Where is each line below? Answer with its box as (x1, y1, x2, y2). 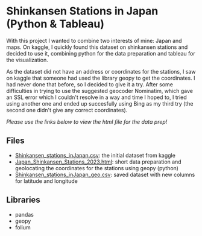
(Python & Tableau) (6, 17, 104, 31)
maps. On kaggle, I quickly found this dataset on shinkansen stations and (6, 43, 188, 51)
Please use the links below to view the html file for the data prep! (6, 118, 168, 125)
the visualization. (6, 56, 48, 63)
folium (14, 223, 31, 231)
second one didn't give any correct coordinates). (6, 106, 128, 113)
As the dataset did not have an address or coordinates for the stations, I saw (6, 68, 196, 75)
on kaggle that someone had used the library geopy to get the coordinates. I (6, 74, 195, 81)
